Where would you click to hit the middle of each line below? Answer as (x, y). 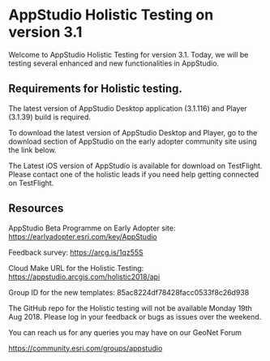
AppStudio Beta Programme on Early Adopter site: (92, 228)
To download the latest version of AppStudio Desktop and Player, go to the (133, 132)
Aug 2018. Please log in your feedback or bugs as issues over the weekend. (135, 316)
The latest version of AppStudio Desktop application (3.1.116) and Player (128, 108)
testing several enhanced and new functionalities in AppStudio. (114, 63)
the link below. (32, 150)
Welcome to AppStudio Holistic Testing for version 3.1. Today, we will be (129, 54)
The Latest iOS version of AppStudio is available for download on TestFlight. (135, 165)
